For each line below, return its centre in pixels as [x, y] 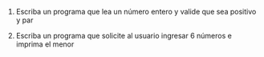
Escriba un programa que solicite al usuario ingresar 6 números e [124, 36]
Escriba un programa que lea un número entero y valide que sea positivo [136, 12]
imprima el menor [45, 44]
